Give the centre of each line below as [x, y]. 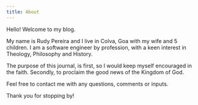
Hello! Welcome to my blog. [41, 29]
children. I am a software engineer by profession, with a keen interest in [96, 47]
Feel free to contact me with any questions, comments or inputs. [87, 84]
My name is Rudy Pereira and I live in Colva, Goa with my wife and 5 [92, 41]
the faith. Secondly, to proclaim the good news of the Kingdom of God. [95, 72]
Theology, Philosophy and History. [50, 54]
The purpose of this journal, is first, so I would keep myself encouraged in [99, 66]
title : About [23, 12]
